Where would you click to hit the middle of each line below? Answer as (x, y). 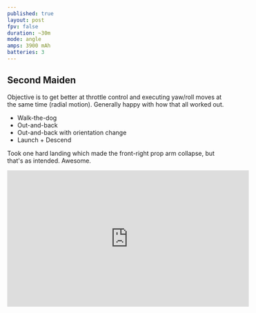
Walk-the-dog (37, 118)
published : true (30, 14)
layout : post (26, 20)
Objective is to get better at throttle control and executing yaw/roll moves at (115, 97)
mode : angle (24, 39)
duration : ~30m (29, 33)
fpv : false (23, 26)
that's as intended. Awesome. (49, 161)
